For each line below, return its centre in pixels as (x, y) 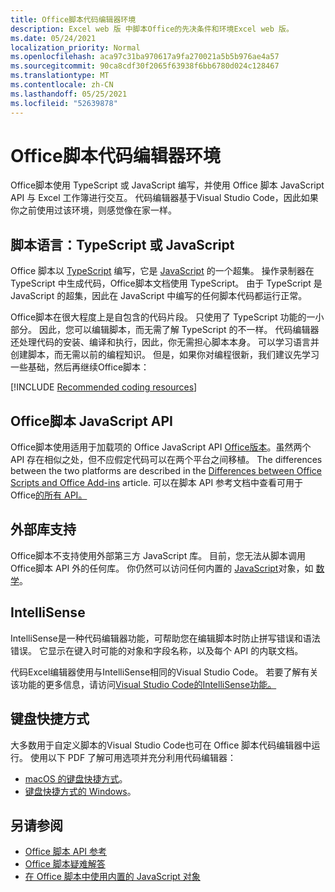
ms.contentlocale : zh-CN (62, 85)
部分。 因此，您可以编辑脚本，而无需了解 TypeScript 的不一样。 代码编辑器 (165, 330)
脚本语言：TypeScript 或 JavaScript (122, 244)
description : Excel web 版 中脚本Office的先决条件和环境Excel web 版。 (152, 29)
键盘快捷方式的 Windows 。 (80, 791)
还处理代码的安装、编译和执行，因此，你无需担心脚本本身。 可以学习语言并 (165, 342)
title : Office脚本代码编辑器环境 (73, 19)
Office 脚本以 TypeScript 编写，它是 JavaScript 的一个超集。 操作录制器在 (162, 271)
